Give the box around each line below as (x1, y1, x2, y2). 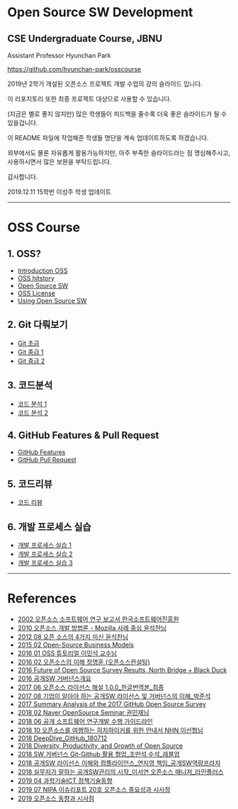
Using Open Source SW (17, 297, 87, 305)
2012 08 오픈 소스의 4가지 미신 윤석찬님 (17, 633, 129, 641)
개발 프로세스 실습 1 (17, 541, 72, 550)
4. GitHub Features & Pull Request (7, 429, 159, 441)
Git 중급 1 (17, 348, 44, 356)
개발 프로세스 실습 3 (17, 559, 73, 567)
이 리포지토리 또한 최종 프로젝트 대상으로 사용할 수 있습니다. (7, 95, 172, 103)
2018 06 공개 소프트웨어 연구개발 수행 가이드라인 (17, 717, 154, 725)
